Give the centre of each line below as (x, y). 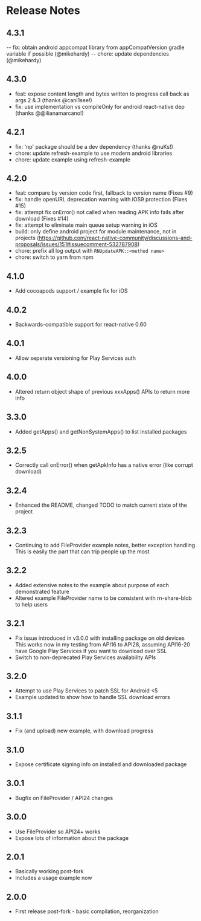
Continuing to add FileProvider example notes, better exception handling (105, 545)
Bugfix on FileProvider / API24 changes (64, 798)
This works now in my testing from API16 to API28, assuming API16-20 (102, 644)
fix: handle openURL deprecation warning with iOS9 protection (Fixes (101, 200)
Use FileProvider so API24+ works (58, 832)
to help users (31, 604)
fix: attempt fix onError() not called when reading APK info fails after (99, 212)
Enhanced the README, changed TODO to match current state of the (101, 505)
